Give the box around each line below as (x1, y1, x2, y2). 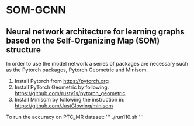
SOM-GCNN (6, 3, 66, 17)
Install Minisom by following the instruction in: (14, 96, 125, 103)
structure (6, 45, 41, 55)
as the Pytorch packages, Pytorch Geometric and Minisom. (6, 66, 148, 73)
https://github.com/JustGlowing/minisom (14, 102, 113, 109)
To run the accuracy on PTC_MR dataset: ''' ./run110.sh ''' (6, 114, 144, 120)
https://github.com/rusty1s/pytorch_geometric (14, 90, 126, 96)
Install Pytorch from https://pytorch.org (14, 78, 109, 84)
